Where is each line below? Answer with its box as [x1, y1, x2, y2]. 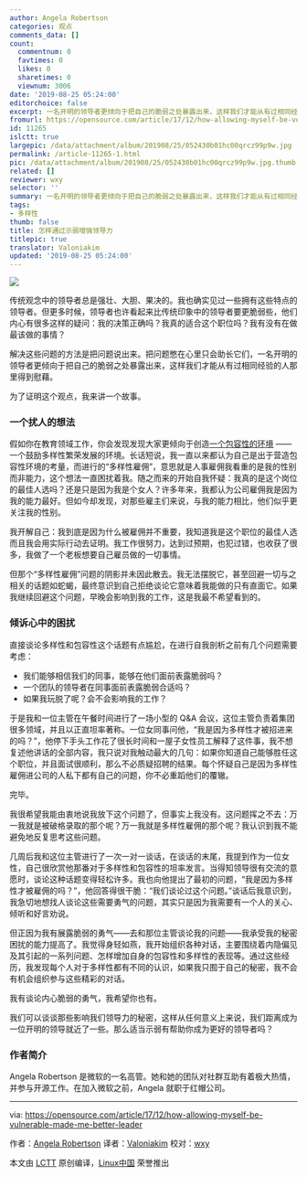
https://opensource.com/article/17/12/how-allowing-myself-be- [25, 1109, 263, 1120]
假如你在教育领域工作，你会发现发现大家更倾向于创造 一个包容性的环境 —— [9, 438, 292, 449]
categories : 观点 [9, 22, 73, 31]
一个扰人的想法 [9, 416, 76, 429]
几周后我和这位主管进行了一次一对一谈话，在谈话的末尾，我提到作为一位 [9, 851, 281, 861]
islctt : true [9, 133, 59, 142]
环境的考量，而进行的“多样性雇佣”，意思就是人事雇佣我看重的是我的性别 [25, 461, 297, 472]
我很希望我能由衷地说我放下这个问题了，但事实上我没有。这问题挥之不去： [9, 808, 290, 819]
